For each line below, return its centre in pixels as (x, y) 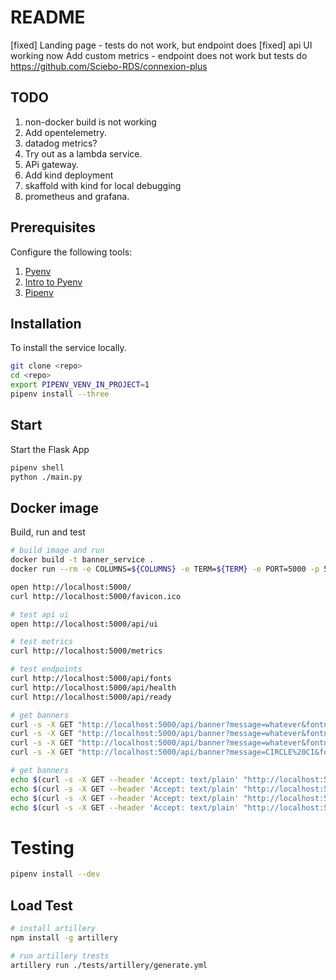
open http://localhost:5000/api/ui (84, 624)
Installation (46, 323)
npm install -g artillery (64, 937)
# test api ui (40, 614)
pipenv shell (37, 467)
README (48, 17)
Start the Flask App (50, 449)
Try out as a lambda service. (83, 153)
